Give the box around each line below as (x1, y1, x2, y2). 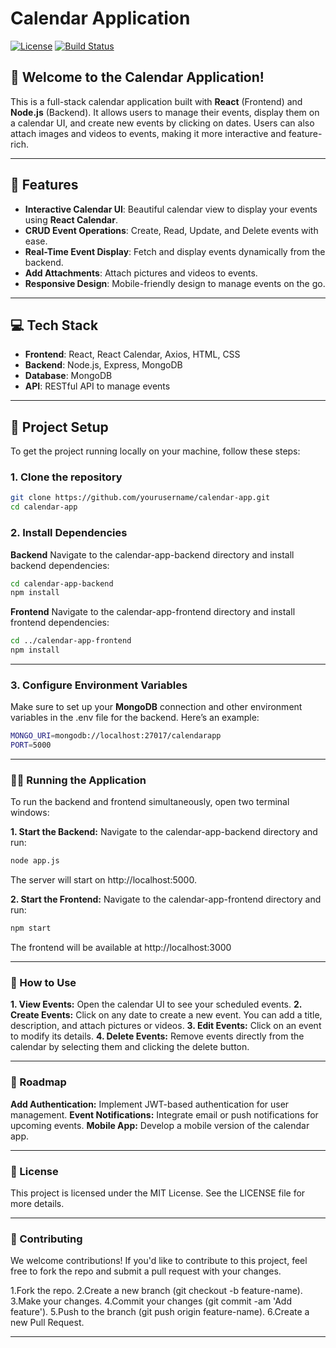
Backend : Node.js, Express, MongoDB (24, 359, 183, 371)
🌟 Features (10, 177, 79, 194)
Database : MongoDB (24, 370, 113, 382)
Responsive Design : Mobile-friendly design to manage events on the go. (24, 277, 326, 289)
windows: (10, 807, 50, 819)
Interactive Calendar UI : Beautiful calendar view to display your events (24, 203, 318, 215)
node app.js (10, 856, 60, 866)
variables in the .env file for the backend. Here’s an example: (10, 712, 260, 724)
